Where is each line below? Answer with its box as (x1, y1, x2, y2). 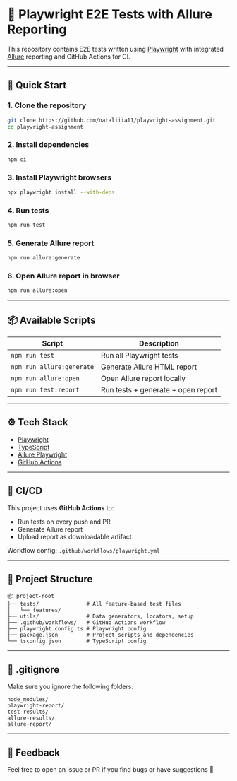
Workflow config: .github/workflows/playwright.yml (7, 546, 160, 554)
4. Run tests (7, 205, 49, 215)
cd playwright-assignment (7, 123, 83, 130)
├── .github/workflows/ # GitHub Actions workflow (7, 619, 166, 626)
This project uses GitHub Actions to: (7, 503, 114, 512)
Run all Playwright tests (101, 351, 178, 360)
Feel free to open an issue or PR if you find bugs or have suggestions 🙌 (7, 765, 214, 774)
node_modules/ (7, 696, 49, 703)
